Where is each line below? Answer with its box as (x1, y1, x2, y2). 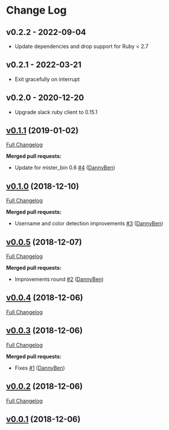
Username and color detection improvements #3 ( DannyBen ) (14, 220, 164, 227)
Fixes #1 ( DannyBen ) (14, 364, 65, 371)
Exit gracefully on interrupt (14, 75, 80, 83)
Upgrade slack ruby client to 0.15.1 (14, 108, 98, 115)
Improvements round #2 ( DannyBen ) (14, 276, 104, 283)
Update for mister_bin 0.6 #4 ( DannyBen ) (14, 164, 115, 172)
